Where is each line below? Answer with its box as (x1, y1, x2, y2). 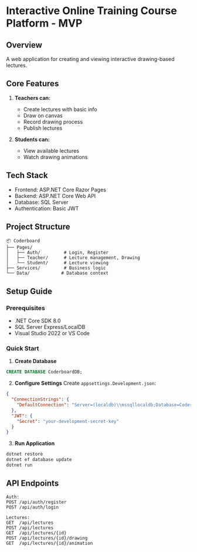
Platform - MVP (6, 16, 83, 30)
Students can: (14, 136, 50, 143)
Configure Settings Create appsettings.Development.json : (14, 380, 157, 387)
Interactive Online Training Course (6, 4, 177, 18)
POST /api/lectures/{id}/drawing (6, 535, 88, 541)
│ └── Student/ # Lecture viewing (6, 260, 109, 266)
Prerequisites (6, 304, 45, 312)
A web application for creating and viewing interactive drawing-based (6, 56, 175, 62)
